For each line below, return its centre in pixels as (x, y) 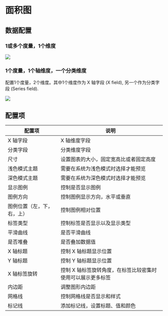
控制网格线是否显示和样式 (91, 296)
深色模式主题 (23, 178)
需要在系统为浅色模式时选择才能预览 (103, 168)
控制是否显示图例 (81, 187)
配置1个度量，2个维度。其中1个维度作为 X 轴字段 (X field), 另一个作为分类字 (82, 83)
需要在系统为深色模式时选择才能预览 (103, 178)
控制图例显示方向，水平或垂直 (96, 197)
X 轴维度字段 (76, 140)
